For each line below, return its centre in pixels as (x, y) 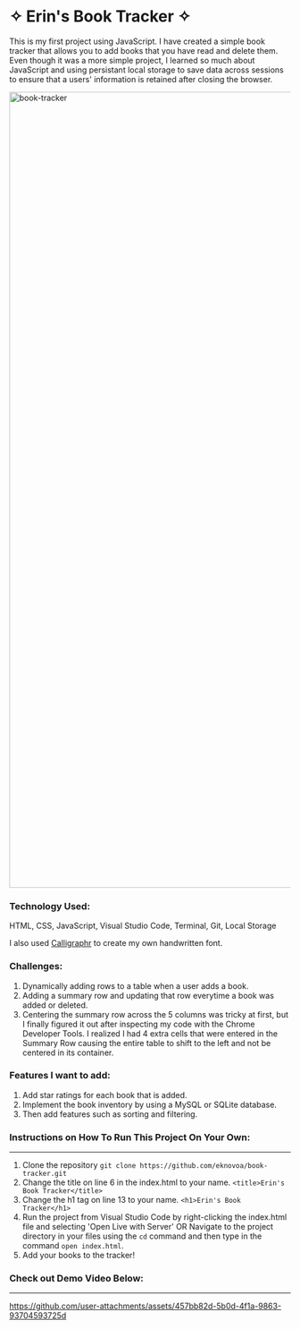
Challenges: (36, 967)
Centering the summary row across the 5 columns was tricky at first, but (155, 1014)
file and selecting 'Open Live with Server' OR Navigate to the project (148, 1227)
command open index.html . (73, 1246)
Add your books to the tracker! (79, 1256)
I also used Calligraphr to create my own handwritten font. (116, 943)
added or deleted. (55, 1005)
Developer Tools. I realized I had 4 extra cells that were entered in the (150, 1033)
